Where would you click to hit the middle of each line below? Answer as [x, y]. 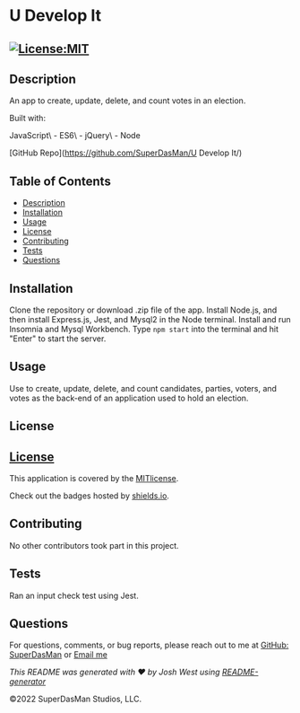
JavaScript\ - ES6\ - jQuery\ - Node [75, 136]
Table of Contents [60, 181]
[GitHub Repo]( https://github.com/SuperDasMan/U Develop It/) [126, 153]
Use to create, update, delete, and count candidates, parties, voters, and [143, 388]
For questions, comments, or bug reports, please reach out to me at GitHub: [149, 645]
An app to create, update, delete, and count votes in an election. [128, 101]
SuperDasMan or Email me [58, 655]
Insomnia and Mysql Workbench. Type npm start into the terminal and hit [144, 330]
